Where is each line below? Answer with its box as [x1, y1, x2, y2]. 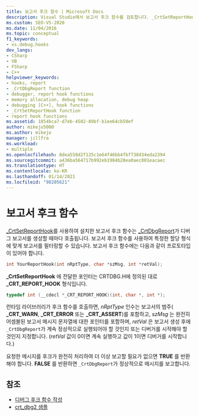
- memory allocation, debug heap [6, 96, 89, 102]
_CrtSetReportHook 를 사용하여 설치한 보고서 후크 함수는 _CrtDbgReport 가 [6, 227, 179, 234]
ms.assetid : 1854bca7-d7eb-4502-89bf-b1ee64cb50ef [6, 119, 134, 125]
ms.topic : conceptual [6, 31, 60, 37]
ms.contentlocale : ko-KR [6, 168, 68, 175]
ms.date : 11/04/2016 [6, 25, 57, 31]
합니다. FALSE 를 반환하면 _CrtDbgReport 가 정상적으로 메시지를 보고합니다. [17, 360, 191, 367]
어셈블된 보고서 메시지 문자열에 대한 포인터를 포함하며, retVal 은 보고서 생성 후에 [6, 318, 191, 325]
